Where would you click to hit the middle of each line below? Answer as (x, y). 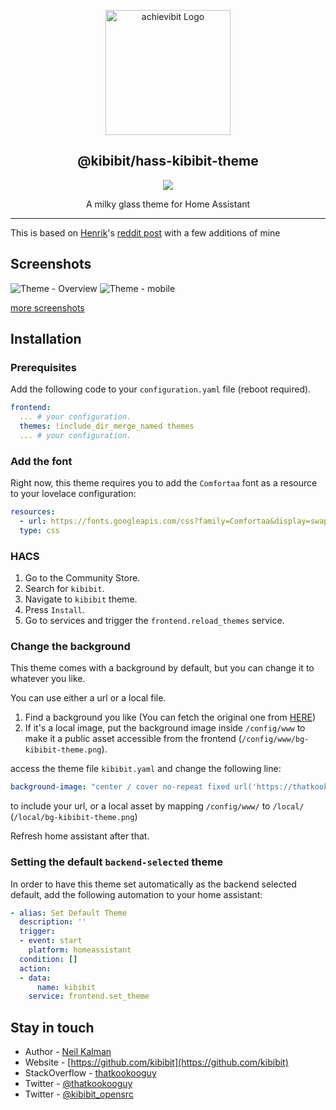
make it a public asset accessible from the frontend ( (133, 739)
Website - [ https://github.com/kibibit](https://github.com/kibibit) (156, 1062)
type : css (39, 530)
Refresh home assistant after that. (80, 836)
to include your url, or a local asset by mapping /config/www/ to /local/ (157, 806)
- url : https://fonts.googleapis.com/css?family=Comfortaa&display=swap (174, 521)
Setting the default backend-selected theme (116, 862)
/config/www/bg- (275, 740)
